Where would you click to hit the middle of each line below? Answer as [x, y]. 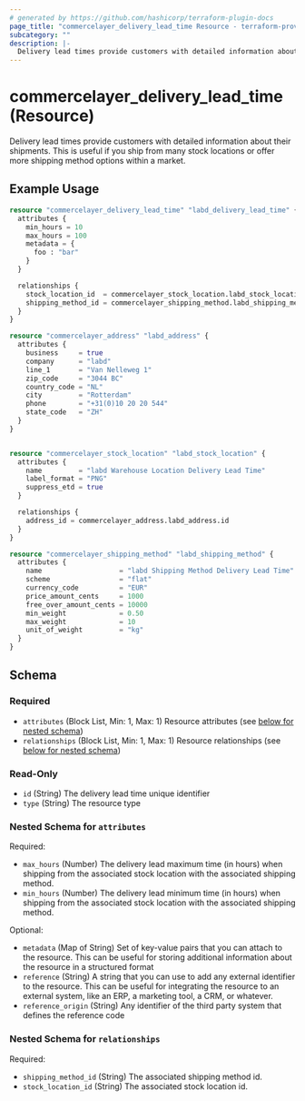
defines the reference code [74, 1015]
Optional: [26, 930]
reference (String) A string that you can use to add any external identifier [159, 977]
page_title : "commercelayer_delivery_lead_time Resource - [123, 26]
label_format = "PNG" [66, 479]
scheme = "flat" [89, 580]
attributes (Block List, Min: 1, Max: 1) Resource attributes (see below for [158, 721]
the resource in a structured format [88, 967]
